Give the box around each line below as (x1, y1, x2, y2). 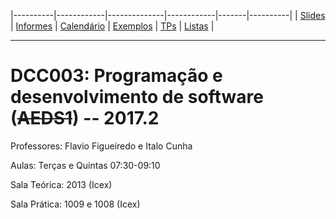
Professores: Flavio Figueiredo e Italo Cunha (10, 140, 193, 152)
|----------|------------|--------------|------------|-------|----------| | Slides (10, 10, 326, 21)
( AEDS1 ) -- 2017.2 (10, 107, 160, 130)
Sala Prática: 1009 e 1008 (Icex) (10, 198, 141, 210)
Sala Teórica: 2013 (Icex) (10, 178, 113, 190)
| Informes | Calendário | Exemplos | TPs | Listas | (10, 20, 215, 32)
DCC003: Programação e (10, 65, 223, 87)
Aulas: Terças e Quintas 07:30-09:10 (10, 159, 161, 171)
